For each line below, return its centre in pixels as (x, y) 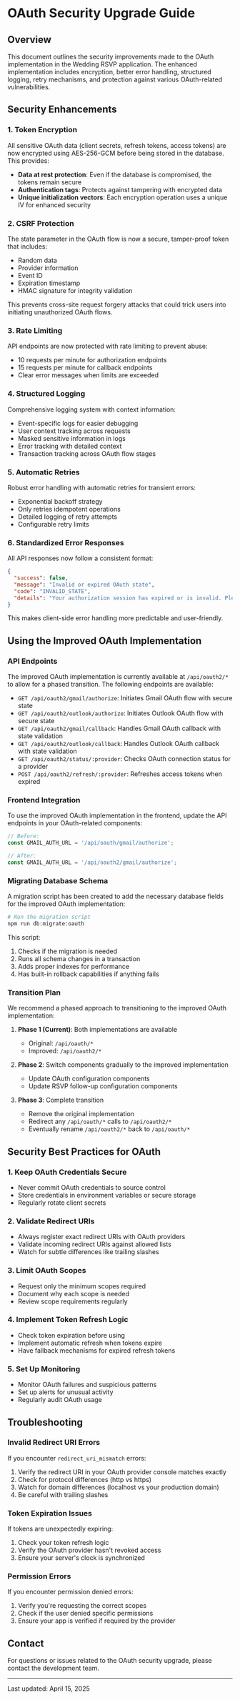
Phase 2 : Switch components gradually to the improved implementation (123, 1065)
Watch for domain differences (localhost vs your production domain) (118, 1487)
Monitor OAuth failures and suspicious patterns (87, 1385)
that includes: (27, 246)
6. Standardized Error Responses (66, 542)
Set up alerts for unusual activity (65, 1392)
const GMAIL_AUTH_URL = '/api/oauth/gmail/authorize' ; (91, 843)
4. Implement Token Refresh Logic (68, 1320)
